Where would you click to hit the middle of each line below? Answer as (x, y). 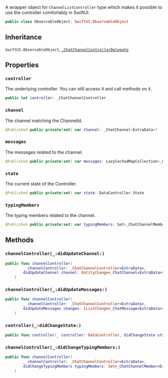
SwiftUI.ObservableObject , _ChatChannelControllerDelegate (67, 49)
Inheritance (23, 37)
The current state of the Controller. (41, 183)
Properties (22, 65)
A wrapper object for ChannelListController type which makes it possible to (84, 7)
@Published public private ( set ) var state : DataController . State (74, 193)
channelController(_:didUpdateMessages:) (56, 290)
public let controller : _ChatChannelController (56, 98)
